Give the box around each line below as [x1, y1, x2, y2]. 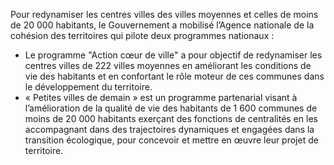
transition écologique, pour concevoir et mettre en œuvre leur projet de [24, 134, 319, 146]
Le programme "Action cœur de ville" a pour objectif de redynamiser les [24, 49, 323, 61]
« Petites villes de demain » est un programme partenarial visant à [24, 92, 298, 103]
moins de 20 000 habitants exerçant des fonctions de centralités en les [24, 113, 318, 124]
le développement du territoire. [24, 81, 153, 93]
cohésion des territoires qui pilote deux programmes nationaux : [10, 30, 275, 41]
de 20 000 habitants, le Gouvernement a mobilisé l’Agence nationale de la [10, 19, 315, 31]
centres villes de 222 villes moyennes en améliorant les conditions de [24, 60, 312, 71]
